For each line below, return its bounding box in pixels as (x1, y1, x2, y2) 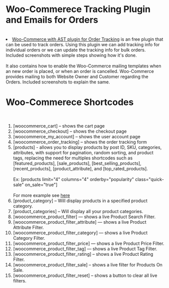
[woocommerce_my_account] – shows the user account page (13, 133, 140, 139)
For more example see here (13, 192, 70, 198)
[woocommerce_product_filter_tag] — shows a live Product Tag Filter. (13, 245, 157, 252)
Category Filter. (13, 235, 46, 241)
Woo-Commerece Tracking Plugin (6, 4, 151, 15)
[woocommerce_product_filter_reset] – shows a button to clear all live (13, 272, 157, 278)
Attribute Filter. (13, 224, 44, 230)
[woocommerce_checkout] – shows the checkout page (13, 128, 127, 134)
